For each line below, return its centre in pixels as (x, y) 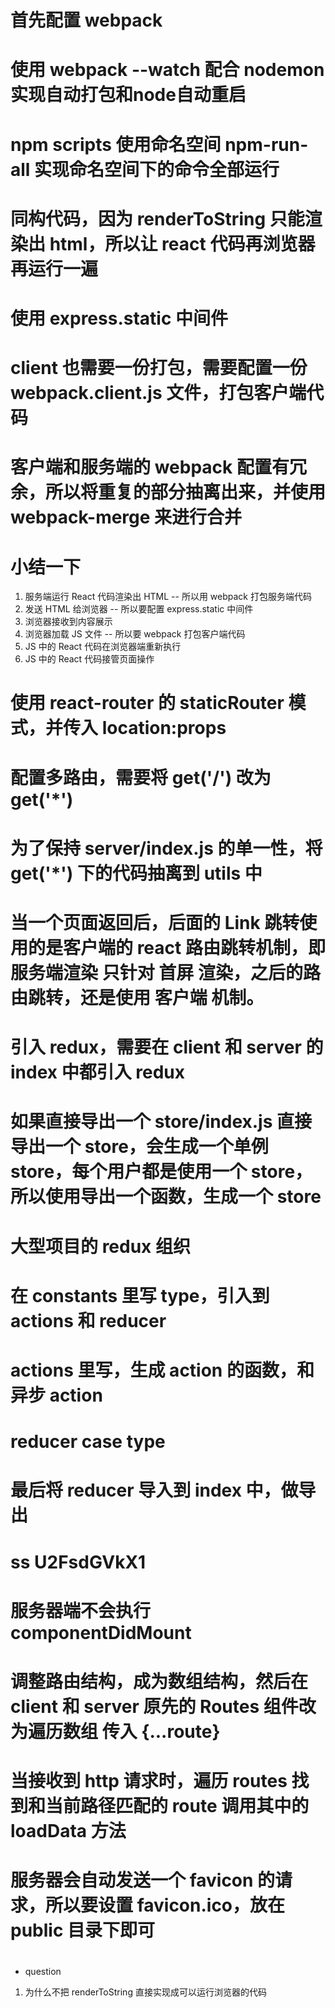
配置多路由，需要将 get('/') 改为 (141, 777)
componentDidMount (101, 1632)
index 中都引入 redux (98, 1072)
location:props (164, 728)
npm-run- (266, 144)
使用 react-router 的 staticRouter (147, 703)
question (43, 1972)
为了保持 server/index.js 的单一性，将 (166, 848)
